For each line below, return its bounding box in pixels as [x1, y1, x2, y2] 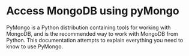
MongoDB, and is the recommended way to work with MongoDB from [6, 30, 179, 37]
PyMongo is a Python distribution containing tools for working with [6, 24, 171, 31]
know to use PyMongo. [6, 43, 64, 50]
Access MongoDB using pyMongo [6, 4, 179, 18]
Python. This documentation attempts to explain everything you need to [6, 36, 184, 43]
